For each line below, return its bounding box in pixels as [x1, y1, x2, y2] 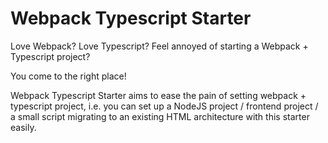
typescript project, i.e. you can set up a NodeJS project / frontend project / [10, 100, 319, 112]
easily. [10, 121, 37, 133]
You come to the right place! [10, 70, 127, 82]
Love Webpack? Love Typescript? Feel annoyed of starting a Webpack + [10, 40, 309, 52]
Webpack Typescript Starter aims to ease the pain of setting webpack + [10, 89, 307, 101]
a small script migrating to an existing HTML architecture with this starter [10, 110, 310, 122]
